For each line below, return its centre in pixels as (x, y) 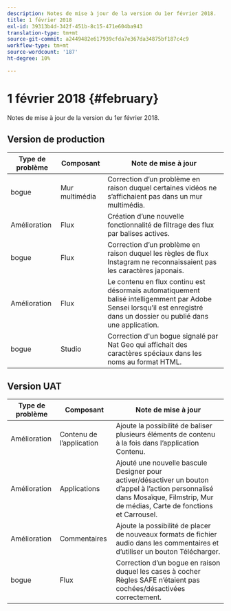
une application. (133, 325)
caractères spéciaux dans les (155, 353)
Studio (71, 349)
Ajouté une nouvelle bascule (162, 463)
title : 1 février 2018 (40, 20)
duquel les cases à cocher (158, 572)
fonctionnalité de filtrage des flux (161, 225)
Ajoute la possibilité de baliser (164, 426)
